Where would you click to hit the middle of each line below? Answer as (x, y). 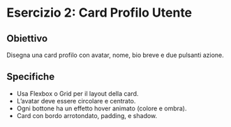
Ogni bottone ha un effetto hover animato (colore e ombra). (102, 108)
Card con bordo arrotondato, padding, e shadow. (87, 115)
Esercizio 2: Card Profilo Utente (99, 13)
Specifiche (31, 77)
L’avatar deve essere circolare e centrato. (76, 101)
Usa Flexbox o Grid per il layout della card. (77, 93)
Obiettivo (27, 39)
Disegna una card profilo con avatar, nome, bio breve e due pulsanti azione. (115, 55)
